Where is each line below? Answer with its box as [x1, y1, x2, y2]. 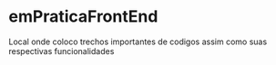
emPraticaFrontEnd [8, 6, 158, 27]
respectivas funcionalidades [8, 45, 115, 56]
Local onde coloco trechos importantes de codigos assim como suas [8, 36, 268, 47]
